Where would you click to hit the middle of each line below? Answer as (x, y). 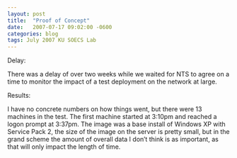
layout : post (27, 14)
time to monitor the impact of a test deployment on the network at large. (112, 81)
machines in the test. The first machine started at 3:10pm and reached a (112, 117)
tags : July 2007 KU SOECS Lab (52, 40)
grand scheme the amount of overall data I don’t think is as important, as (113, 140)
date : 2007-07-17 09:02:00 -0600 (60, 27)
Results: (19, 96)
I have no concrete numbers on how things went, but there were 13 (105, 109)
